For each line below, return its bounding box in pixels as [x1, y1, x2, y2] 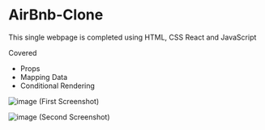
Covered [8, 48, 37, 57]
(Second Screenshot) [39, 111, 110, 122]
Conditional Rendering [19, 81, 96, 90]
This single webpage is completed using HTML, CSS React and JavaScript [8, 32, 257, 42]
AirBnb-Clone [8, 6, 104, 24]
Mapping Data [19, 72, 68, 82]
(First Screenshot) [39, 96, 100, 106]
